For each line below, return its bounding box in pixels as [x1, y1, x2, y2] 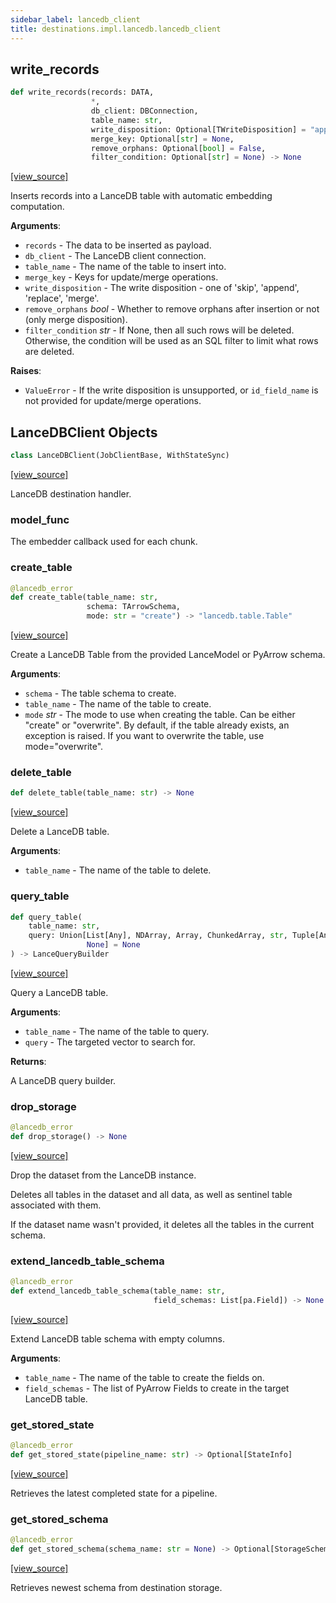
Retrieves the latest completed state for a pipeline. [10, 1487, 218, 1499]
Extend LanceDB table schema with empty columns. [10, 1332, 225, 1345]
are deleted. [24, 346, 75, 358]
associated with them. [10, 1199, 102, 1211]
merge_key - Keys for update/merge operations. [24, 271, 219, 283]
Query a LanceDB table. [10, 986, 109, 998]
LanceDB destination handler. [10, 488, 132, 500]
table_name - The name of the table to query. [24, 1025, 210, 1037]
